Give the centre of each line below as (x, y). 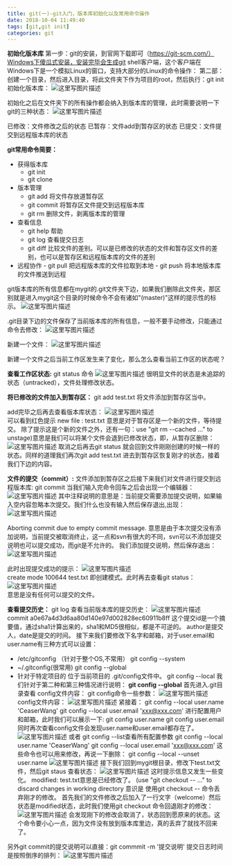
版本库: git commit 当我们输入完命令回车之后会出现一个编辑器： (104, 487)
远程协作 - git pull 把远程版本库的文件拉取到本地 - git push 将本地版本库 (119, 266)
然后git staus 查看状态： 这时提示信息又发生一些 (124, 771)
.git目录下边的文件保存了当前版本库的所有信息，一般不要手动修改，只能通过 (115, 321)
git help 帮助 (45, 231)
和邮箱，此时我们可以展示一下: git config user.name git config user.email (121, 719)
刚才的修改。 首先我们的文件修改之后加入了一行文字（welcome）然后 (122, 797)
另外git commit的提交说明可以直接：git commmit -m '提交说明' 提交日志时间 (115, 847)
